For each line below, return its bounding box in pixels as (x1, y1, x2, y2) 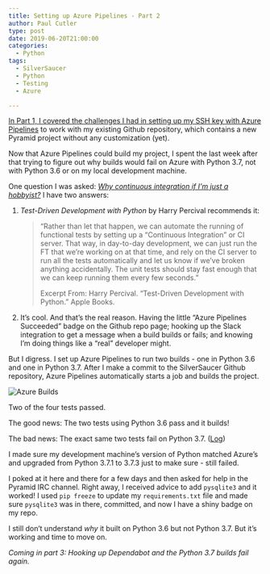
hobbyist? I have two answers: (8, 191, 110, 200)
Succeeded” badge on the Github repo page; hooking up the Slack (19, 321, 242, 331)
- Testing (15, 79, 48, 87)
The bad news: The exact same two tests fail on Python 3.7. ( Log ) (8, 434, 226, 444)
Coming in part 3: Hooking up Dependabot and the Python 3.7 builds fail (8, 548, 249, 558)
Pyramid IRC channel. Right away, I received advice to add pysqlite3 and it (8, 482, 257, 492)
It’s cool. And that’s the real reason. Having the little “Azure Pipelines (19, 312, 247, 323)
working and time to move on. (8, 532, 107, 542)
